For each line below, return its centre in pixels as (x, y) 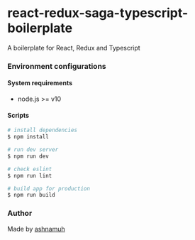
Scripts (18, 115)
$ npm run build (31, 195)
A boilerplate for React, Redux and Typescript (74, 48)
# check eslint (30, 169)
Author (20, 213)
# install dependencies (43, 130)
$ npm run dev (28, 156)
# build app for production (49, 189)
